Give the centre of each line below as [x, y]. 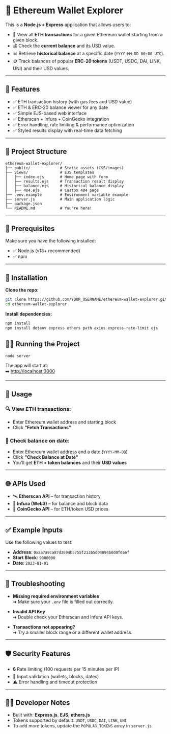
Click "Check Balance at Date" [45, 457]
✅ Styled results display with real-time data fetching [67, 130]
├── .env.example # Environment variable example [67, 195]
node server [18, 356]
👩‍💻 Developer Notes [38, 703]
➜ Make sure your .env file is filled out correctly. [63, 602]
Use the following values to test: [39, 542]
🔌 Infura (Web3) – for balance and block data [60, 504]
